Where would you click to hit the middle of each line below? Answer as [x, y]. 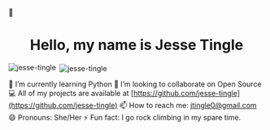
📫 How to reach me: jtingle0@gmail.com [188, 105]
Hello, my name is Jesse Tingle [137, 45]
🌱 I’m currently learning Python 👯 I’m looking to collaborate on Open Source [135, 84]
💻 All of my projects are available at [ [71, 93]
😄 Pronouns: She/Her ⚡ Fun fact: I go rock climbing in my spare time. [125, 117]
